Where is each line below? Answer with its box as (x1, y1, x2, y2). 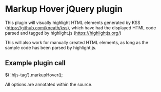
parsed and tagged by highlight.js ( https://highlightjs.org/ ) (5, 30, 122, 36)
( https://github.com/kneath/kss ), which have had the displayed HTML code (5, 24, 156, 30)
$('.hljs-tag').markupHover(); (5, 72, 63, 78)
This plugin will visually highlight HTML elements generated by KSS (5, 20, 141, 25)
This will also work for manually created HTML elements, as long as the (5, 39, 149, 45)
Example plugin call (5, 59, 66, 67)
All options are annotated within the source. (5, 81, 93, 87)
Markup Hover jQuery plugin (5, 3, 123, 15)
